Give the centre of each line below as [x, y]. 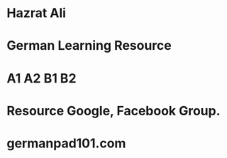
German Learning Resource [89, 46]
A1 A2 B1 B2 [41, 78]
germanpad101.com [66, 143]
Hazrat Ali [37, 13]
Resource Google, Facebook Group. [113, 111]
